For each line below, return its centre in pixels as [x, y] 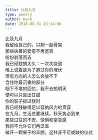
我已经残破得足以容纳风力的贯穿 [38, 107]
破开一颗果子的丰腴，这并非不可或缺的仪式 [49, 132]
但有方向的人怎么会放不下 [31, 76]
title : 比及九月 [20, 10]
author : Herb [19, 19]
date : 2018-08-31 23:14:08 [33, 24]
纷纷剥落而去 [18, 57]
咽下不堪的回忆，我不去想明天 [36, 88]
